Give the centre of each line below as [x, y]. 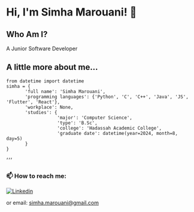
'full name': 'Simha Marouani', [65, 91]
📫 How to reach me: [37, 176]
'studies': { [41, 112]
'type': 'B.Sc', [77, 123]
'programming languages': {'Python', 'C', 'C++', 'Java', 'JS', [107, 97]
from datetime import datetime [45, 81]
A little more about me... [52, 67]
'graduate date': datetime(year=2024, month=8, [118, 133]
